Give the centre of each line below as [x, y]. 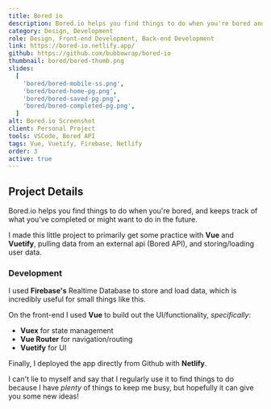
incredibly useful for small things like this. [77, 299]
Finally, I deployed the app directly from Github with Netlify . [108, 364]
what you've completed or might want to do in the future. [103, 220]
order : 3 [23, 151]
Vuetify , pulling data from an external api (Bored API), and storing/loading [131, 244]
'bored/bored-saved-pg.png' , [72, 99]
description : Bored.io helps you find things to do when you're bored [129, 23]
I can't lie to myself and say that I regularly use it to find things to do [121, 379]
